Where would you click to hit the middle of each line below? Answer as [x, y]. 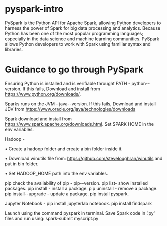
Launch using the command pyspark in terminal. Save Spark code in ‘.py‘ [80, 213]
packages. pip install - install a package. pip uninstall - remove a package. [81, 188]
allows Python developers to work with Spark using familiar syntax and [78, 44]
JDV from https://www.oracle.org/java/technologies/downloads [70, 109]
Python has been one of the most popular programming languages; [74, 33]
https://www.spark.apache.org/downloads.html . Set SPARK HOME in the [80, 124]
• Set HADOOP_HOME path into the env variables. [57, 173]
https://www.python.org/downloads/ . [43, 94]
